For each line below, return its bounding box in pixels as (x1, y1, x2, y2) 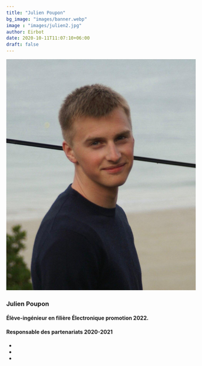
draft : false (6, 42, 39, 48)
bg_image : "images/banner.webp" (6, 16, 87, 22)
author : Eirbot (6, 29, 44, 35)
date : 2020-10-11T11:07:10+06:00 (6, 35, 90, 42)
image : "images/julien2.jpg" (6, 22, 82, 28)
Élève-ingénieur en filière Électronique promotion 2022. (6, 314, 149, 322)
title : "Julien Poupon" (6, 10, 66, 16)
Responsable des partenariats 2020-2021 (6, 329, 113, 336)
